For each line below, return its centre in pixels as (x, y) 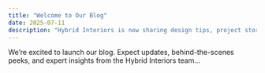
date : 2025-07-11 (37, 23)
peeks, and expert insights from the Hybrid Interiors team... (105, 60)
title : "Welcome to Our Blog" (58, 15)
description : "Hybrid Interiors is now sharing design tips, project (125, 30)
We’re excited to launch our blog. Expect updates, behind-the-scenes (121, 53)
